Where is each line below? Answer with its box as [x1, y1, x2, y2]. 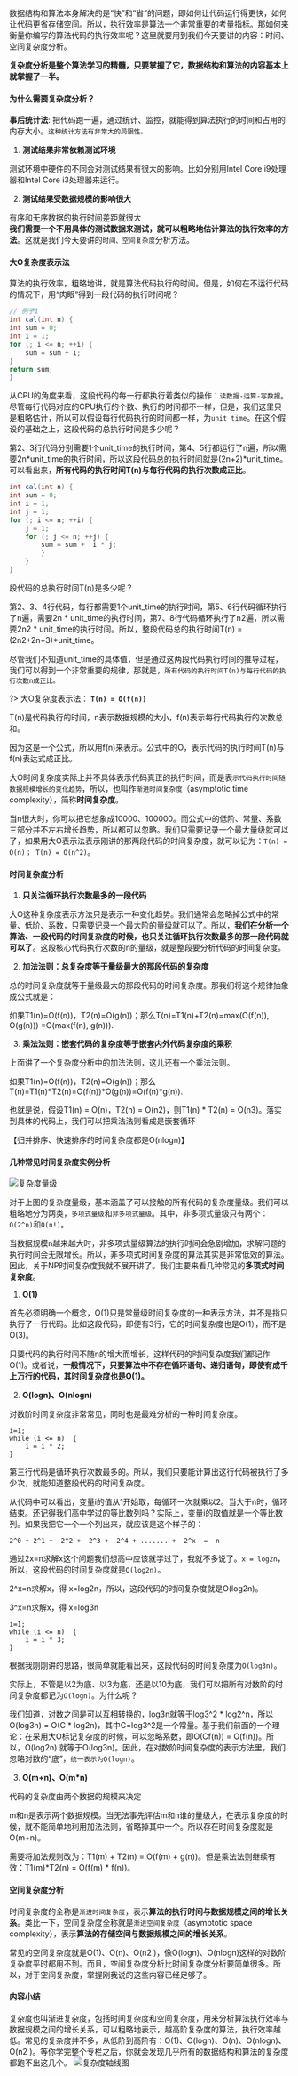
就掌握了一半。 [9, 71, 64, 82]
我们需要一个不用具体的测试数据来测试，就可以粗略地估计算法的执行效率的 [9, 223, 281, 234]
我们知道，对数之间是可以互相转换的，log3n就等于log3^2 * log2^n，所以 [9, 1709, 273, 1719]
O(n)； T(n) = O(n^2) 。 [9, 846, 96, 857]
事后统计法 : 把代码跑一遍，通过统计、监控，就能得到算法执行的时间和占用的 [9, 115, 286, 125]
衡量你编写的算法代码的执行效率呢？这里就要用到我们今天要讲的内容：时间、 [9, 30, 289, 40]
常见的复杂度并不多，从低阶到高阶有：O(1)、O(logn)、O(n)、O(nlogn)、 [24, 2035, 286, 2046]
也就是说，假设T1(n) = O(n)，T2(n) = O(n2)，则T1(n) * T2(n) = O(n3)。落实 [9, 1105, 282, 1115]
